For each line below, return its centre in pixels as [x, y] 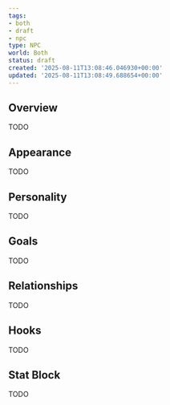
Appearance [40, 152]
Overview [33, 108]
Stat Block [34, 375]
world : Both [28, 53]
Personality [38, 197]
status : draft [32, 61]
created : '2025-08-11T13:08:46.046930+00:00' [85, 68]
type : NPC [25, 46]
